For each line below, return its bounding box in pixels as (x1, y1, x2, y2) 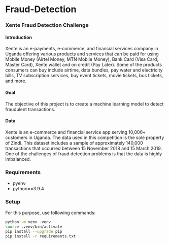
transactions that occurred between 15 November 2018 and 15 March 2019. (5, 145, 162, 151)
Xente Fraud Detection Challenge (5, 22, 89, 29)
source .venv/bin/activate (5, 224, 62, 229)
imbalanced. (5, 156, 31, 162)
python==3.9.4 (12, 186, 44, 192)
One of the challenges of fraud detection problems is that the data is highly (5, 151, 162, 157)
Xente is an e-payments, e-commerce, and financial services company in (5, 46, 158, 52)
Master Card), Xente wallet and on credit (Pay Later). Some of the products (5, 62, 162, 68)
